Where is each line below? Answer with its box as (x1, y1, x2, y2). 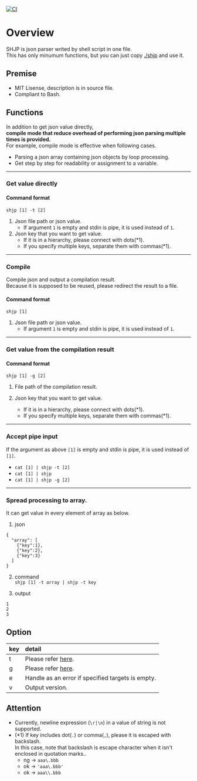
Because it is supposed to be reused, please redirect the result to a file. (6, 282, 179, 289)
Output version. (25, 683, 68, 691)
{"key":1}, (16, 542, 43, 548)
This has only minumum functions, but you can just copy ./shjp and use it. (6, 52, 185, 59)
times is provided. (6, 136, 51, 143)
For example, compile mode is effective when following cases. (6, 142, 157, 149)
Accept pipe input (6, 432, 58, 440)
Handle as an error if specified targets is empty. (25, 674, 157, 682)
